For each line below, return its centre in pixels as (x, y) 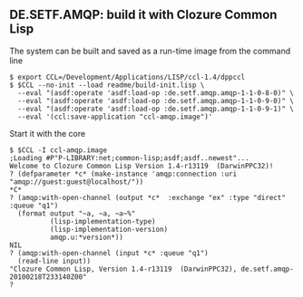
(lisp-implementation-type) (103, 221)
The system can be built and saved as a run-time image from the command (150, 51)
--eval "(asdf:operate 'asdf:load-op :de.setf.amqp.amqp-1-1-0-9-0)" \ (156, 101)
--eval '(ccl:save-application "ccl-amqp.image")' (115, 117)
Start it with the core (48, 133)
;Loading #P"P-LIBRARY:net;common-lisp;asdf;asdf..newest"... (129, 158)
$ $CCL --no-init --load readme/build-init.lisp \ (107, 85)
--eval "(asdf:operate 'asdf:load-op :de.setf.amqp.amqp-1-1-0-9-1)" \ (156, 109)
